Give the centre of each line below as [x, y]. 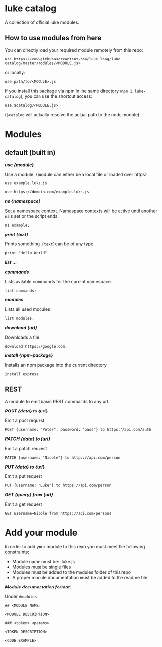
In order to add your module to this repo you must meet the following [75, 546]
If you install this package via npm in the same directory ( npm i [69, 91]
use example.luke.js [26, 183]
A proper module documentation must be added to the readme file [80, 577]
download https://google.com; [36, 346]
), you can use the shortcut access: [56, 96]
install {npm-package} [29, 355]
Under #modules [21, 596]
